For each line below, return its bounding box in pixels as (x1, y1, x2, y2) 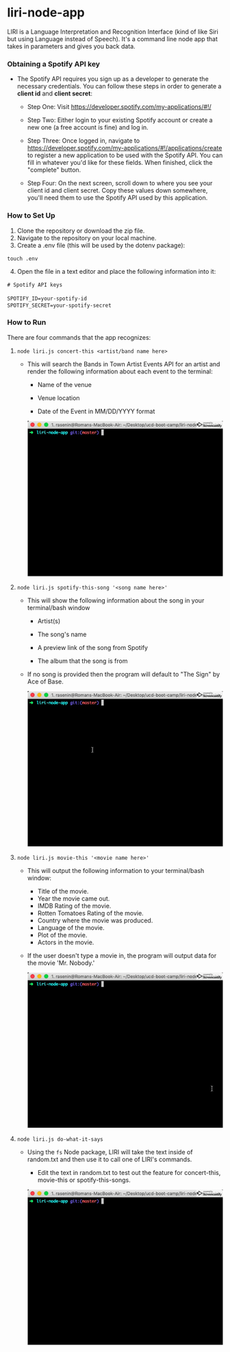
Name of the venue (37, 380, 92, 388)
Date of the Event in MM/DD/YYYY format (37, 407, 155, 415)
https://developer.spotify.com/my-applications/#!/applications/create (27, 144, 222, 152)
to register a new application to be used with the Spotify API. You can (27, 151, 223, 159)
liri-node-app (7, 5, 85, 21)
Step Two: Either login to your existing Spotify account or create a (27, 116, 214, 124)
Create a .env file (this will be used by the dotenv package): (16, 241, 186, 249)
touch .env (7, 255, 38, 262)
